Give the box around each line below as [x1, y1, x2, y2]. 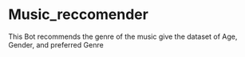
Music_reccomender [8, 6, 149, 24]
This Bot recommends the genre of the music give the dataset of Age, [8, 32, 238, 41]
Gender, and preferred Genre [8, 40, 104, 49]
